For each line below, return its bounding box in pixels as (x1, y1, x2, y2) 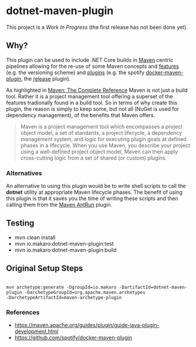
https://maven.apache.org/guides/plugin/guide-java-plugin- (14, 321, 160, 328)
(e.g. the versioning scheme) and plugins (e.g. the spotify (6, 69, 145, 76)
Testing (6, 218, 35, 228)
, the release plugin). (21, 75, 71, 82)
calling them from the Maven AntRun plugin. (6, 201, 113, 209)
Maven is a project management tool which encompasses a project (20, 123, 183, 130)
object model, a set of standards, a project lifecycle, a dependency (20, 129, 183, 136)
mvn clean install (14, 234, 56, 241)
